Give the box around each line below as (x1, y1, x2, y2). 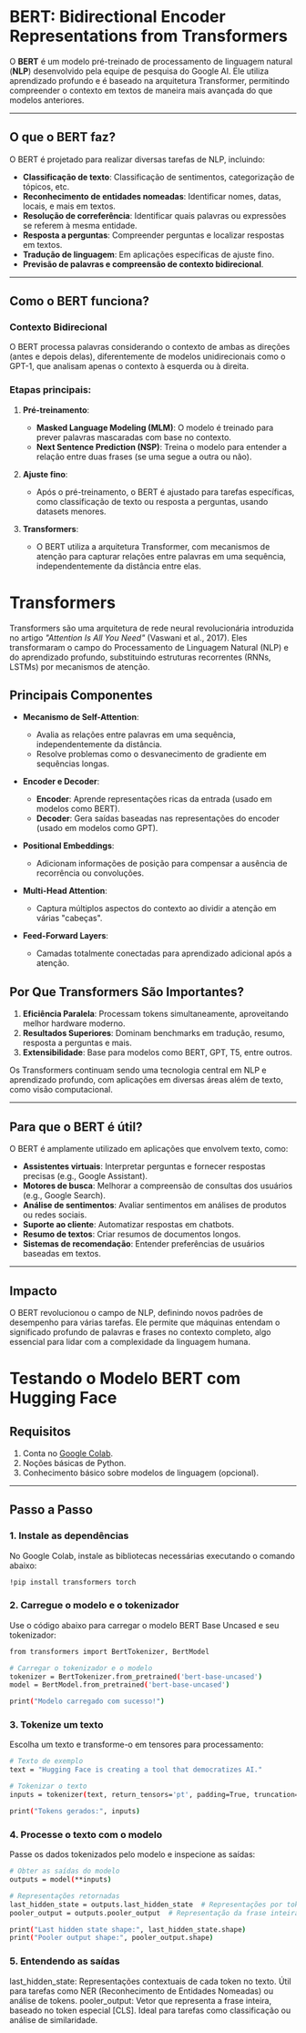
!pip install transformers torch (9, 1577, 137, 1586)
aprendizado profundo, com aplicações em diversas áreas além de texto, (9, 1074, 284, 1085)
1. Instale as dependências (9, 1529, 129, 1542)
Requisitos (9, 1423, 71, 1439)
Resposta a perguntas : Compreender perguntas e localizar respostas (22, 230, 285, 241)
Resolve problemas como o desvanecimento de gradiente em (36, 749, 267, 760)
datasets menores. (36, 506, 107, 517)
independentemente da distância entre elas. (36, 560, 202, 571)
